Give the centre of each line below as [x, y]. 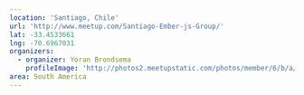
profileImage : [52, 69]
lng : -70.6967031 [42, 43]
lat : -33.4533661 [42, 34]
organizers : [32, 52]
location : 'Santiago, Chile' [64, 18]
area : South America [48, 77]
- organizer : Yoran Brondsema [74, 60]
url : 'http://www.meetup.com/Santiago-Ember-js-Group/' [117, 26]
